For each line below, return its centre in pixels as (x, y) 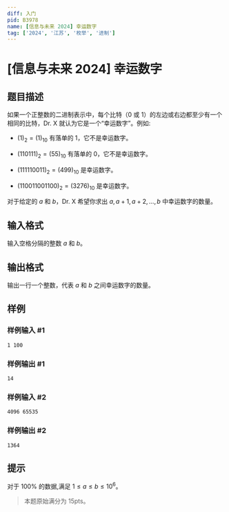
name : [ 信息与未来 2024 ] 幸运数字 (52, 26)
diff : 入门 (22, 13)
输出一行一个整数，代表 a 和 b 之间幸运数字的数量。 (81, 285)
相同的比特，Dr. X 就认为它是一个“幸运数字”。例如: (79, 123)
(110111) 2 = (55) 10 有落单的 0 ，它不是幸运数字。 (84, 155)
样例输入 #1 (26, 330)
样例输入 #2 (27, 397)
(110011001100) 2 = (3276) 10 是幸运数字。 (75, 186)
